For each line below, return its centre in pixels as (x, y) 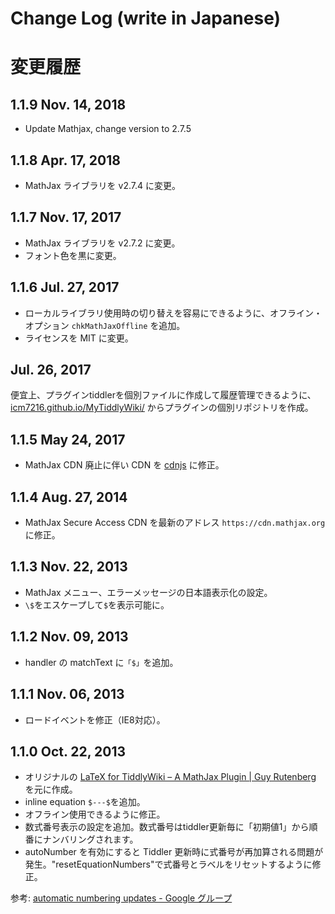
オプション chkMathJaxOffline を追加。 (105, 325)
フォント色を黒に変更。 (73, 255)
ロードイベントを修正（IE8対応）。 (95, 719)
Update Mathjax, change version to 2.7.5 (108, 129)
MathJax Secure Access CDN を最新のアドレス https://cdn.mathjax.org (175, 523)
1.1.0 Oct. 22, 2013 (68, 751)
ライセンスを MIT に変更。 (79, 338)
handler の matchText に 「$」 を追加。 (101, 662)
